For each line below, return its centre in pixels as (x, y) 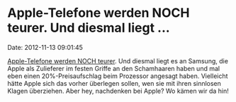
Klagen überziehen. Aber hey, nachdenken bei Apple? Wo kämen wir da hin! (118, 91)
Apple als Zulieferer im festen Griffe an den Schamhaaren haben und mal (114, 68)
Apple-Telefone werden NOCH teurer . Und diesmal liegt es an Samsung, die (118, 60)
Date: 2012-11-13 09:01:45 (45, 47)
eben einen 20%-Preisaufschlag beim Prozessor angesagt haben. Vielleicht (118, 76)
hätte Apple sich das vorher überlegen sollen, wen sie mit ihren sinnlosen (114, 83)
